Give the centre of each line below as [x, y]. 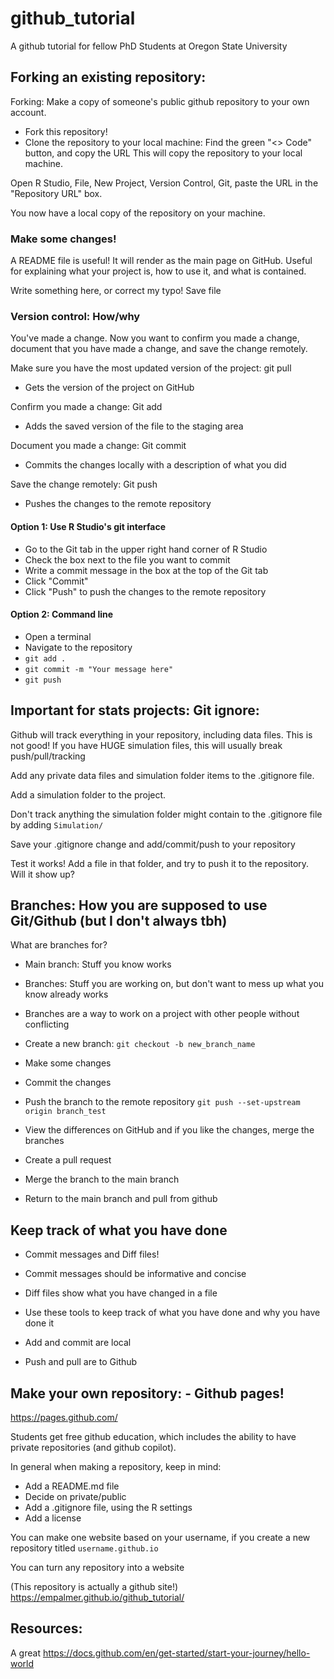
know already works [66, 994]
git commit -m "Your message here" [99, 669]
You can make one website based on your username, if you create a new [160, 1537]
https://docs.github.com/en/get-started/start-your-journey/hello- [176, 1653]
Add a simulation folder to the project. [88, 794]
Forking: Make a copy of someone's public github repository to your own [160, 101]
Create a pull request [68, 1160]
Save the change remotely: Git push [84, 484]
